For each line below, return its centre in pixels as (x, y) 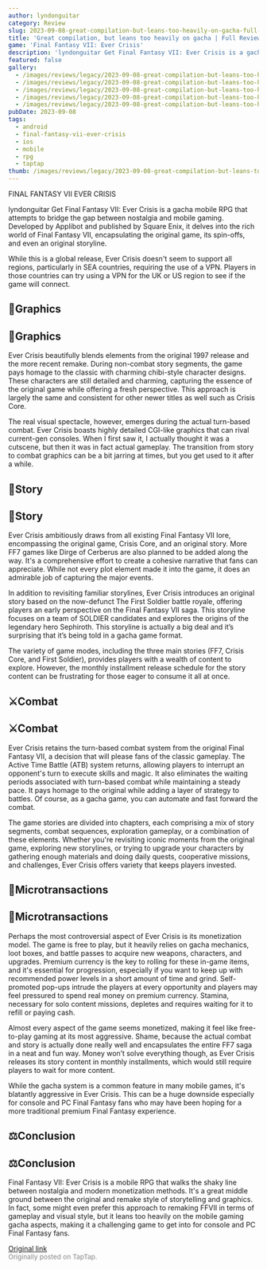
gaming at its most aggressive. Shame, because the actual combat (142, 1036)
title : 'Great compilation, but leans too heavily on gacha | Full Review (135, 38)
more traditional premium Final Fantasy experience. (92, 1111)
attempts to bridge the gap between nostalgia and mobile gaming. (116, 218)
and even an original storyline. (58, 243)
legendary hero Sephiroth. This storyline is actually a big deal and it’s (121, 627)
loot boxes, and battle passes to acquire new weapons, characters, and (125, 953)
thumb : (19, 171)
